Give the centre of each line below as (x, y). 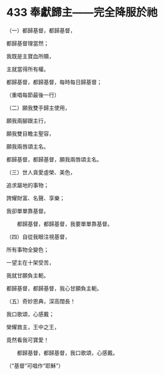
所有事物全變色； (28, 249)
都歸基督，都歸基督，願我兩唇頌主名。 (54, 159)
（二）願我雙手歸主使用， (38, 107)
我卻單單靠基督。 (28, 211)
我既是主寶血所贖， (30, 56)
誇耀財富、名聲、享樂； (36, 198)
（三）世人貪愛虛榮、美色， (41, 172)
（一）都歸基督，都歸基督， (41, 30)
